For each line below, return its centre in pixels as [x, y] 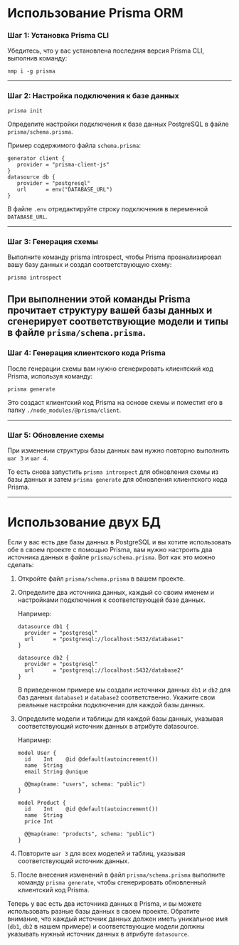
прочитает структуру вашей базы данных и [110, 311]
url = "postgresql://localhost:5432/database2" [104, 670]
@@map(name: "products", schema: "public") [90, 834]
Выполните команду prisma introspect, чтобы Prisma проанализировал [115, 257]
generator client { [36, 158]
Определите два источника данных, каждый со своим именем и [116, 592]
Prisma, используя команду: [50, 376]
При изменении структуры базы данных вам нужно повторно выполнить [118, 450]
